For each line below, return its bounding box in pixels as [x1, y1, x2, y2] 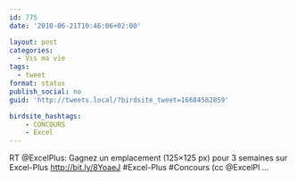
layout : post [9, 37, 58, 46]
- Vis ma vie [17, 54, 66, 63]
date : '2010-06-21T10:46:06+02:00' [9, 21, 142, 30]
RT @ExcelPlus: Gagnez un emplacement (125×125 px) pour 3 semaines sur [9, 152, 288, 163]
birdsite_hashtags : [9, 111, 82, 120]
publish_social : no [9, 86, 82, 96]
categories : [9, 45, 54, 54]
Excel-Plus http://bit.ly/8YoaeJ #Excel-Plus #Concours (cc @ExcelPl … [9, 162, 269, 173]
